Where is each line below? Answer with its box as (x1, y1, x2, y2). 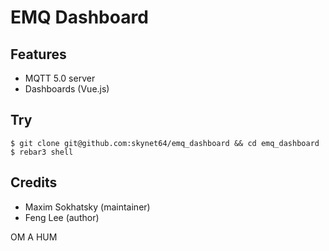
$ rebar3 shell (10, 147, 74, 157)
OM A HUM (10, 231, 58, 243)
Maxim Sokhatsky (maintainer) (24, 201, 151, 213)
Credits (10, 174, 58, 191)
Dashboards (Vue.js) (24, 83, 110, 95)
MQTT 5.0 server (24, 72, 96, 84)
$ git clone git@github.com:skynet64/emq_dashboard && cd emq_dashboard (10, 138, 320, 148)
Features (10, 46, 67, 63)
